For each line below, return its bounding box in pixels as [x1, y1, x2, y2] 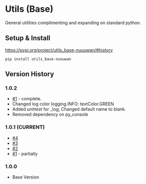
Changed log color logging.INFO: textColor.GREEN [12, 101, 114, 107]
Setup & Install [5, 34, 51, 42]
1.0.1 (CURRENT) [5, 124, 45, 131]
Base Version [12, 174, 39, 180]
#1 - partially [12, 151, 38, 156]
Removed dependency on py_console [12, 112, 88, 118]
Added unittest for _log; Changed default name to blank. [12, 106, 126, 112]
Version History [5, 70, 54, 78]
